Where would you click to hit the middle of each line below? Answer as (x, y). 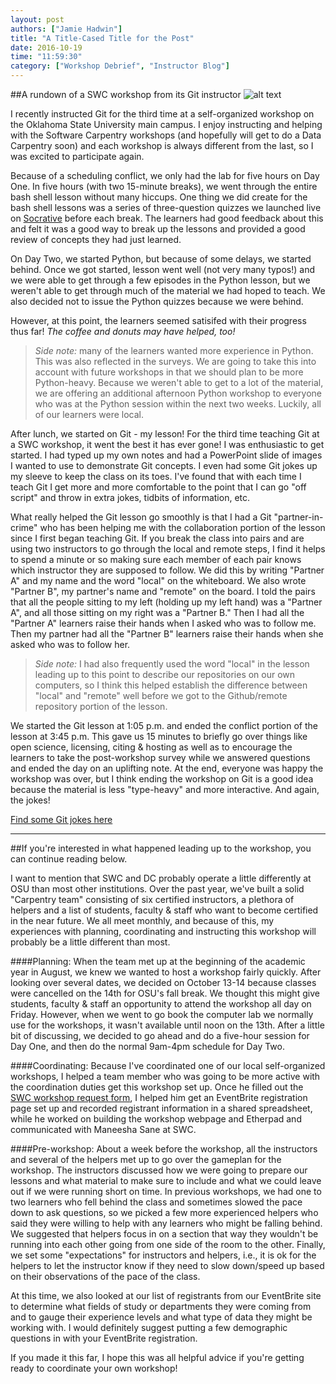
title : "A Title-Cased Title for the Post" (102, 38)
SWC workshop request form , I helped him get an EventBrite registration (159, 1097)
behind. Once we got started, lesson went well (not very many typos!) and (162, 269)
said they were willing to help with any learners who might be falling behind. (166, 1223)
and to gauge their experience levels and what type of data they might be (161, 1317)
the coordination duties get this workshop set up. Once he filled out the (157, 1087)
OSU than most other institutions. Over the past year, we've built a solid (157, 889)
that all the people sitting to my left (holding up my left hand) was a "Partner (166, 602)
